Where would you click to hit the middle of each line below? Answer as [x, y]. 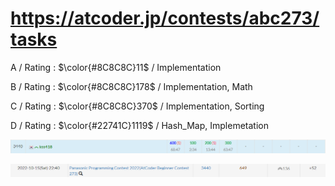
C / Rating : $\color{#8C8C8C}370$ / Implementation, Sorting [137, 106]
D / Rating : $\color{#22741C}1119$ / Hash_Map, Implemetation [139, 125]
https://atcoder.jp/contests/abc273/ [165, 18]
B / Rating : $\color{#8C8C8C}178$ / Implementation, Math [131, 86]
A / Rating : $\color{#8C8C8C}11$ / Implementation [116, 67]
